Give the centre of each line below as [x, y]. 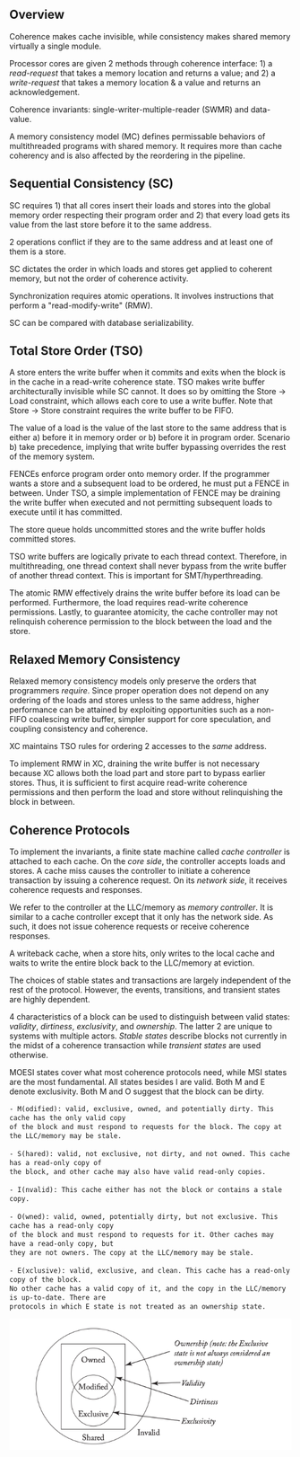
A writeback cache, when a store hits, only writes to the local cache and [142, 954]
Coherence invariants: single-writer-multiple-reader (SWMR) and [129, 109]
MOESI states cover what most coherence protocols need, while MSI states [148, 1073]
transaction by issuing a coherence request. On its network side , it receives [149, 880]
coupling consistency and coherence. [79, 729]
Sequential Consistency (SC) [91, 184]
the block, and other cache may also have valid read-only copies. [138, 1172]
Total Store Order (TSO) [76, 351]
